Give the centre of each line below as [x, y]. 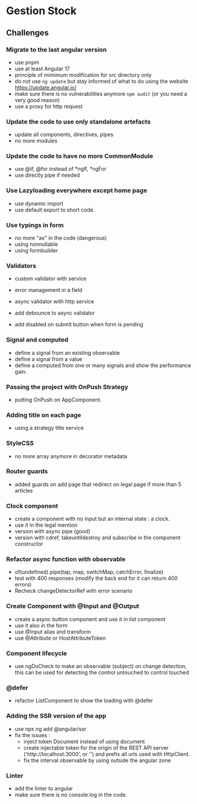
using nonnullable [36, 244]
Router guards [27, 471]
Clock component [32, 505]
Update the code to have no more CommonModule [80, 156]
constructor [29, 544]
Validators [21, 265]
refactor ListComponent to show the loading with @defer [84, 701]
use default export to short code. [55, 210]
